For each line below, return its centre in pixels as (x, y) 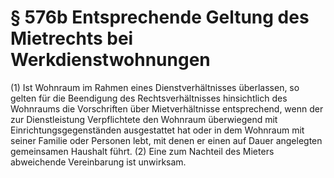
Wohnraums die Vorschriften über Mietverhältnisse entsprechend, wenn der (167, 108)
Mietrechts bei (72, 38)
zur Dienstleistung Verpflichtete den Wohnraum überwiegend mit (144, 119)
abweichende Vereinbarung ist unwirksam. (98, 162)
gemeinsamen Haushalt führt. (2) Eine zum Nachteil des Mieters (142, 151)
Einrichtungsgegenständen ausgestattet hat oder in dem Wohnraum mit (157, 130)
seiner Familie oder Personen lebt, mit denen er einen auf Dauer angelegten (166, 140)
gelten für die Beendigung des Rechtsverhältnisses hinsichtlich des (149, 98)
